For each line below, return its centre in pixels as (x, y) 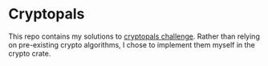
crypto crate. (30, 53)
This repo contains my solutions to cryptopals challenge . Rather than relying (134, 36)
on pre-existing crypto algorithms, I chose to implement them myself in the (132, 44)
